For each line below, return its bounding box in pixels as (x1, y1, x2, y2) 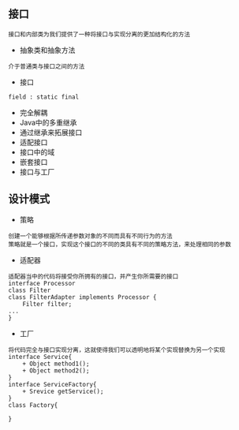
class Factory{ (8, 401, 58, 409)
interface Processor (8, 279, 77, 287)
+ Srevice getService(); (22, 387, 104, 395)
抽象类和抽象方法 (19, 45, 76, 54)
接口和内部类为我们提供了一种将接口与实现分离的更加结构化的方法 (8, 30, 191, 38)
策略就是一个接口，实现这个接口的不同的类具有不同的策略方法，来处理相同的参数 (8, 240, 231, 249)
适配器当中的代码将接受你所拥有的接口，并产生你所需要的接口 (8, 272, 179, 280)
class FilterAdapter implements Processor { (8, 293, 157, 301)
